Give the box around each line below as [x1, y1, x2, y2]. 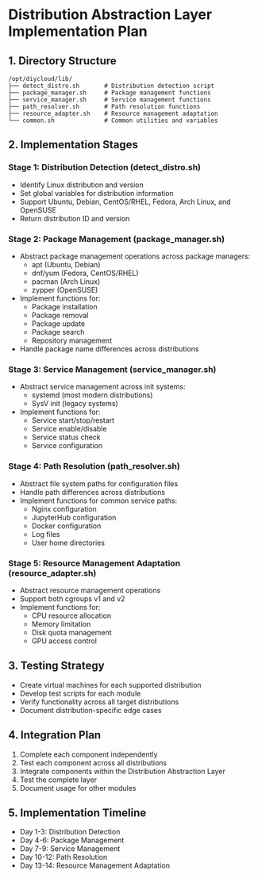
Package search [31, 327, 85, 336]
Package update [31, 319, 86, 328]
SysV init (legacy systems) [31, 399, 119, 408]
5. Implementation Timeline [8, 806, 147, 819]
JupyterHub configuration [31, 512, 117, 522]
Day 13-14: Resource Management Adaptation [19, 861, 171, 870]
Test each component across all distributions [19, 757, 168, 767]
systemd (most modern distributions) [31, 390, 153, 400]
